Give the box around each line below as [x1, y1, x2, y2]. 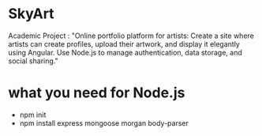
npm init [19, 110, 47, 119]
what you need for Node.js [8, 84, 185, 102]
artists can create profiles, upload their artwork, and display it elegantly [8, 39, 241, 48]
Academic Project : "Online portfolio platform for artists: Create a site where [8, 31, 255, 40]
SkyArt [8, 5, 54, 23]
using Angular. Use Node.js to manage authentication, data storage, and [8, 47, 242, 57]
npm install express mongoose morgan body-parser [19, 118, 189, 127]
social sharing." [8, 56, 58, 66]
